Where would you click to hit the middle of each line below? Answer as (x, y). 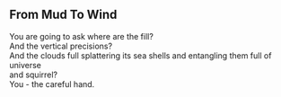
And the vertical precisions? (61, 46)
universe (26, 65)
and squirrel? (34, 75)
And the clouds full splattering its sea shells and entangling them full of (140, 55)
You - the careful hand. (52, 84)
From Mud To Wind (63, 15)
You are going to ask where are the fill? (82, 36)
